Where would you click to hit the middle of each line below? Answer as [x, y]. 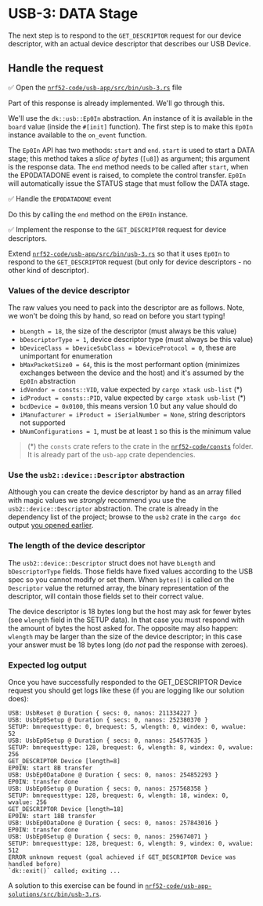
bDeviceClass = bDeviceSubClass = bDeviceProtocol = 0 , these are [128, 348]
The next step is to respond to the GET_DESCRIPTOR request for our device [125, 35]
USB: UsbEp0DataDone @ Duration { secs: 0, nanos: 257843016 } [113, 823]
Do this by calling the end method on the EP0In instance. [98, 214]
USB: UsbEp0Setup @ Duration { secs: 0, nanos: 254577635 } [108, 740]
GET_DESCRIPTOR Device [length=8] [65, 761]
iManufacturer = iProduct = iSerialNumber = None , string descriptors [132, 415]
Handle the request [56, 69]
